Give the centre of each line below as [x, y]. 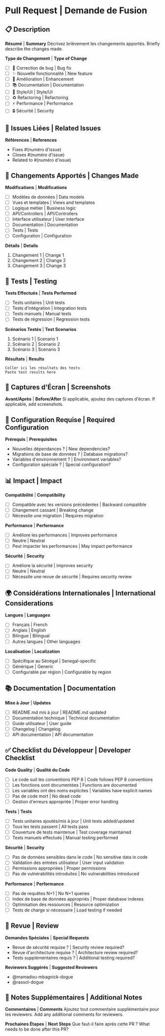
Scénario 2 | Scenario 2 [36, 344]
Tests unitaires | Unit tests [39, 302]
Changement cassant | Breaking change [53, 510]
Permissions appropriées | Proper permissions [59, 868]
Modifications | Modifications [36, 187]
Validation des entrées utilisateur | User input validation [68, 863]
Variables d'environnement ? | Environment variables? [67, 459]
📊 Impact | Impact [34, 481]
